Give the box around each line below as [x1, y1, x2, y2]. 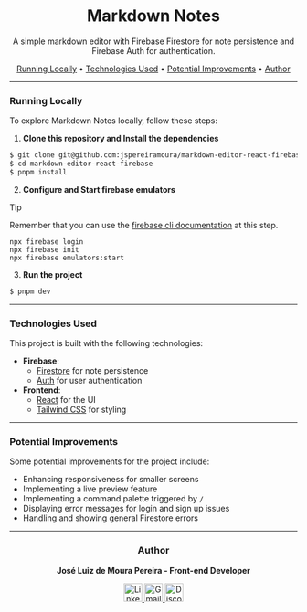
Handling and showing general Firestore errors [22, 512, 199, 523]
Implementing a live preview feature [22, 483, 158, 494]
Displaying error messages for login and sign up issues [22, 503, 230, 514]
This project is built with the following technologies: [9, 338, 204, 349]
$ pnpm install [9, 167, 68, 176]
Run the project [22, 269, 83, 280]
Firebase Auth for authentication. [90, 45, 217, 56]
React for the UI [36, 395, 96, 406]
